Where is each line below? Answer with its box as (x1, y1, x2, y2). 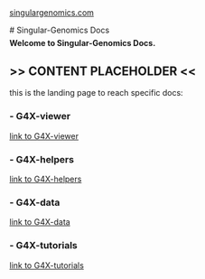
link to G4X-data (9, 217, 70, 228)
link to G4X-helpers (9, 173, 82, 184)
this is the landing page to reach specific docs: (9, 88, 183, 98)
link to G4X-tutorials (9, 259, 84, 271)
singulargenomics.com (9, 7, 95, 18)
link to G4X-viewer (9, 130, 79, 141)
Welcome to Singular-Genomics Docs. (9, 37, 156, 48)
